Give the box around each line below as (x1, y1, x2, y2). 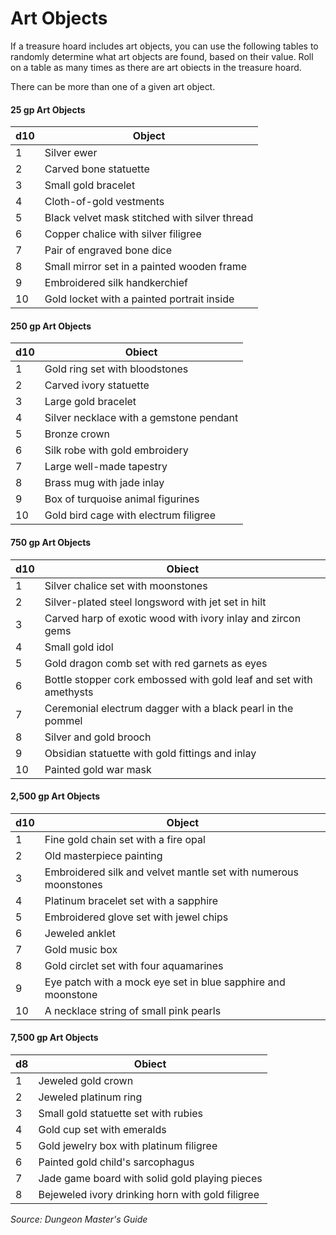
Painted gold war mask (44, 762, 152, 776)
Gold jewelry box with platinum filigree (38, 1138, 218, 1152)
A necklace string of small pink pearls (44, 1003, 222, 1017)
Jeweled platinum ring (38, 1090, 143, 1104)
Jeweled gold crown (38, 1073, 134, 1087)
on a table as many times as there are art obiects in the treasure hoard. (10, 61, 302, 73)
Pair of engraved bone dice (44, 243, 173, 257)
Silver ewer (44, 146, 98, 160)
